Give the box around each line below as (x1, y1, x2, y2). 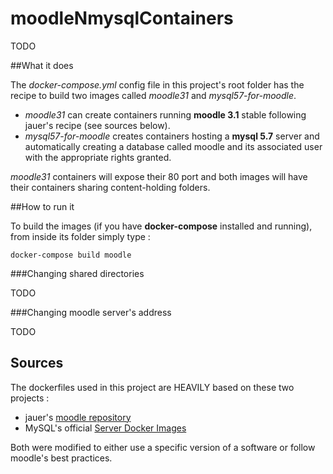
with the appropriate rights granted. (24, 151, 172, 163)
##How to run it (10, 200, 75, 212)
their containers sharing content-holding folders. (10, 181, 211, 193)
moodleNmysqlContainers (10, 7, 234, 30)
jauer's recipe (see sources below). (24, 119, 171, 131)
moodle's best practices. (10, 452, 113, 464)
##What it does (10, 59, 74, 71)
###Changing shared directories (10, 267, 145, 279)
